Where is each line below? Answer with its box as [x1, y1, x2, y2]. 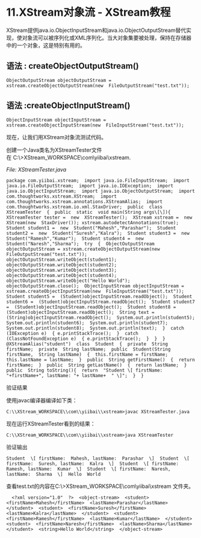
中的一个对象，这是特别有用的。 [6, 42, 85, 49]
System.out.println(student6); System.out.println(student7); [6, 320, 169, 326]
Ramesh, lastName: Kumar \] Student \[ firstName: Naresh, [6, 466, 171, 472]
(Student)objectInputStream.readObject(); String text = [6, 309, 155, 315]
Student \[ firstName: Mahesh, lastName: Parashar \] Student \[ [6, 455, 190, 461]
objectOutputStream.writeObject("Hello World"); [6, 278, 131, 284]
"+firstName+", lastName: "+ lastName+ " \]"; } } [6, 372, 144, 378]
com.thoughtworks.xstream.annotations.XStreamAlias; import [6, 198, 163, 205]
